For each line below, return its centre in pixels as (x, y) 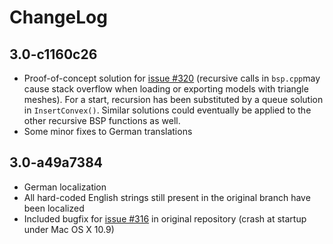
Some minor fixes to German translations (108, 131)
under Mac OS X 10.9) (69, 229)
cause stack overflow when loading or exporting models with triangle (166, 89)
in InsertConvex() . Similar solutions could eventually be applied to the (167, 110)
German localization (65, 187)
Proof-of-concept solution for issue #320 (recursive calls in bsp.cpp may (172, 78)
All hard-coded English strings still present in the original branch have (167, 197)
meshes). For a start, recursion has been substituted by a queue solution (173, 99)
